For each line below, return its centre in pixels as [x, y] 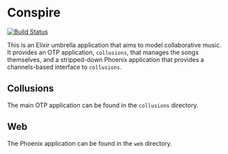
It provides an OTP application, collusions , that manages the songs [103, 52]
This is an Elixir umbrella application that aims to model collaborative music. [114, 45]
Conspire [34, 13]
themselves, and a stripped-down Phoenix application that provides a [106, 59]
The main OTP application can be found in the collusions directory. [103, 105]
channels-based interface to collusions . [64, 67]
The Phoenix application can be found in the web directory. [90, 143]
